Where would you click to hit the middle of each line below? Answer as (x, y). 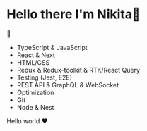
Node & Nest (35, 107)
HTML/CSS (33, 62)
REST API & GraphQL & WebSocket (68, 85)
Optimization (35, 92)
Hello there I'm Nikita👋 (73, 14)
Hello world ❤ (27, 121)
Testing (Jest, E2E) (44, 77)
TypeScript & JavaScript (52, 47)
